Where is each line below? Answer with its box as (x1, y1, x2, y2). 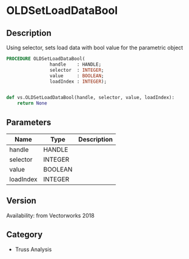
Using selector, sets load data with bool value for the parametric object (6, 44, 184, 51)
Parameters (6, 117, 51, 128)
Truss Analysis (15, 246, 52, 253)
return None (17, 100, 47, 106)
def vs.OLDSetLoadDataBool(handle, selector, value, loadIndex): (6, 95, 174, 101)
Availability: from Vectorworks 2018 (6, 212, 95, 219)
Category (6, 229, 43, 240)
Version (6, 196, 36, 206)
